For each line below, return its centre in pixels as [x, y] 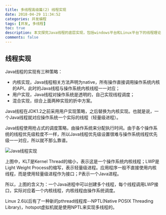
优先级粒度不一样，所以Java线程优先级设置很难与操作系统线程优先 [90, 134]
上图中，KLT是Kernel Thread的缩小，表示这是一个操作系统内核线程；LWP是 [82, 161]
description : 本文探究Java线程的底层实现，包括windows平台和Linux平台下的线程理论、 [85, 33]
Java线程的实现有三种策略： [34, 71]
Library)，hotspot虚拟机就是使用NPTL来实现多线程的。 [61, 207]
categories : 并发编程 [26, 19]
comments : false [22, 38]
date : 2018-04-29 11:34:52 [33, 14]
